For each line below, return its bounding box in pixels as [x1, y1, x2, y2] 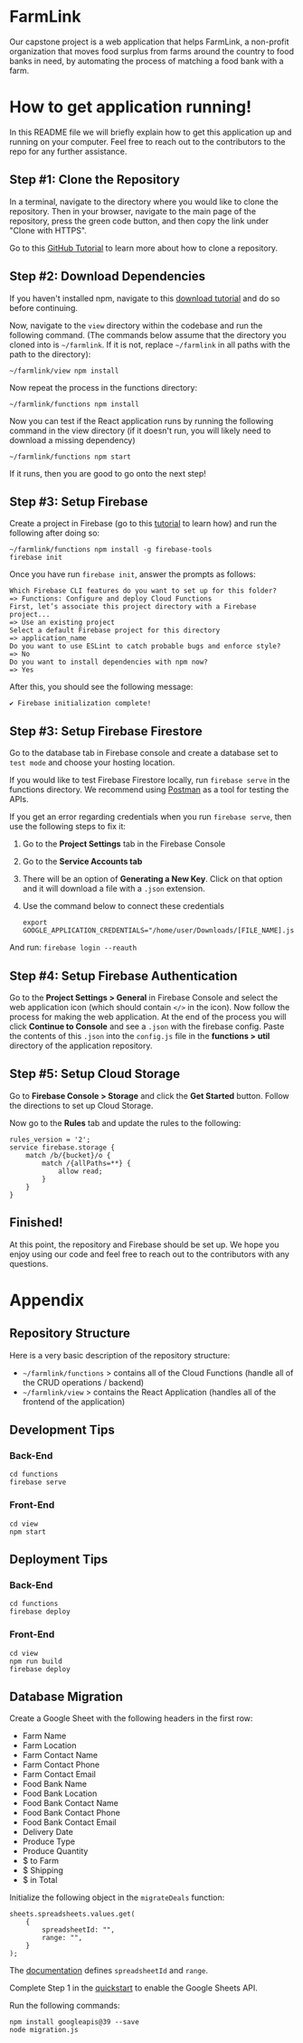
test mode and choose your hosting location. [9, 757, 175, 768]
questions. [9, 1258, 49, 1269]
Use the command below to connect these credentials [22, 901, 224, 912]
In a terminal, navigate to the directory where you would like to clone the [9, 196, 279, 207]
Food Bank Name [22, 1779, 88, 1790]
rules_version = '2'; [9, 1135, 91, 1144]
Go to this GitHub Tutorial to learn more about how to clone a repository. [9, 242, 279, 253]
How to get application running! [9, 97, 251, 118]
